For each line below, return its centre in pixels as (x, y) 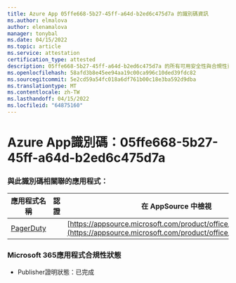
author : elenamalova (38, 27)
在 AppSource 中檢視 (177, 206)
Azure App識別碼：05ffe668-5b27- (113, 143)
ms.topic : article (34, 46)
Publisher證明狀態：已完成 (56, 272)
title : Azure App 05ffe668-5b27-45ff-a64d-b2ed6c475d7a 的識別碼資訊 (108, 14)
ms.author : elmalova (38, 20)
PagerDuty (29, 228)
